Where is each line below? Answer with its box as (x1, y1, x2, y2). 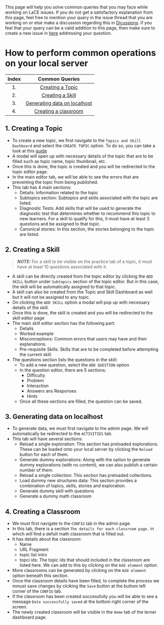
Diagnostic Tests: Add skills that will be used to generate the (19, 205, 141, 211)
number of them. (19, 467, 54, 473)
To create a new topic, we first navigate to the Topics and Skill (12, 137, 141, 143)
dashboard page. (12, 614, 47, 620)
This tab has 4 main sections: (12, 184, 72, 190)
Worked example (19, 331, 54, 337)
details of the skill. (12, 304, 49, 311)
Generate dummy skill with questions (19, 488, 94, 494)
